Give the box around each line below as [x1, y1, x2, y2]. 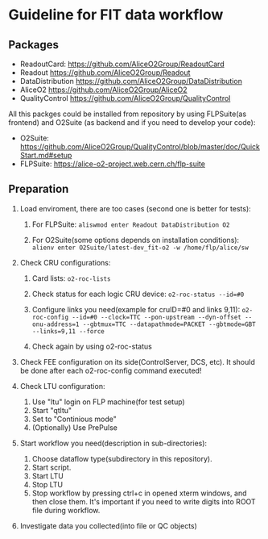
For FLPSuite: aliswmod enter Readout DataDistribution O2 [31, 219, 230, 229]
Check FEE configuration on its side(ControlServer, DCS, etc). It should [19, 357, 255, 366]
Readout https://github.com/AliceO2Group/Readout [19, 68, 191, 77]
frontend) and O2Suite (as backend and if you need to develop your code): [8, 118, 256, 127]
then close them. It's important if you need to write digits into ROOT [31, 496, 256, 506]
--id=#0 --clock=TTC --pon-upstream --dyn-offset [72, 313, 241, 321]
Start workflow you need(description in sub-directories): [19, 438, 208, 448]
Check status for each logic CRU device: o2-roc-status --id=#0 [31, 289, 245, 299]
